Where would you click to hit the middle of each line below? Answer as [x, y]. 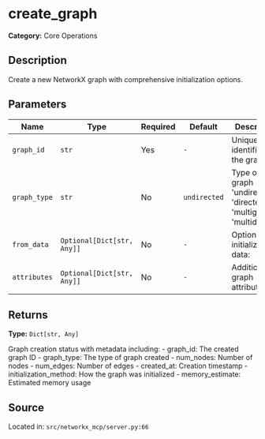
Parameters [37, 105]
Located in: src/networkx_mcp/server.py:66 [78, 426]
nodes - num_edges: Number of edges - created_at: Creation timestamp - [128, 366]
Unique [245, 140]
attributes [32, 277]
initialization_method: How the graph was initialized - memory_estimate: [125, 374]
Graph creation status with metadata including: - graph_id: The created [123, 349]
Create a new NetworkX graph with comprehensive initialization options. [125, 79]
